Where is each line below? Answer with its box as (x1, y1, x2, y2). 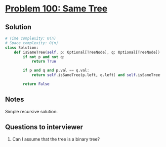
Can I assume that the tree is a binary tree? (12, 136, 100, 142)
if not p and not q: (23, 54, 65, 60)
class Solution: (5, 45, 39, 50)
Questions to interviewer (5, 123, 83, 132)
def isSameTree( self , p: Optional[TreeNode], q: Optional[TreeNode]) (14, 50, 161, 55)
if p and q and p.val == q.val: (23, 68, 90, 73)
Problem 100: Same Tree (5, 3, 108, 14)
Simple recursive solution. (5, 108, 58, 114)
